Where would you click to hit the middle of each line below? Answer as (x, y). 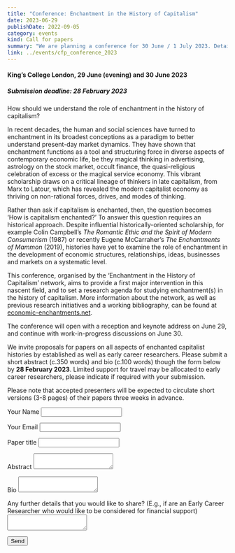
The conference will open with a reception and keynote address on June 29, (117, 326)
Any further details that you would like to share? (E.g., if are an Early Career (116, 503)
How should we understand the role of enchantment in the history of (106, 108)
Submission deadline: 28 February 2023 (67, 91)
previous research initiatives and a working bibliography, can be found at (112, 306)
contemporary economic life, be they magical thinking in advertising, (106, 159)
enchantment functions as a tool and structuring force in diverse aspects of (116, 152)
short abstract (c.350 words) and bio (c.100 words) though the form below (114, 362)
